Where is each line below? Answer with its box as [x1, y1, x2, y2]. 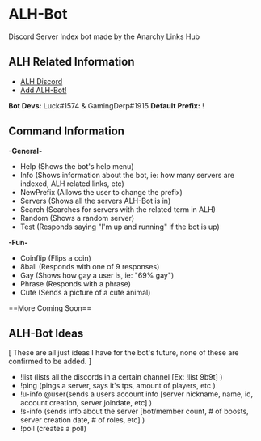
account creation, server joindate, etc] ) [19, 398, 152, 408]
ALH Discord [19, 76, 63, 86]
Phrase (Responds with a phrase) [19, 278, 132, 288]
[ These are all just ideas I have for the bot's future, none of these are [8, 348, 239, 358]
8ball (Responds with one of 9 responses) [19, 261, 160, 271]
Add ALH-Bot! [19, 85, 67, 95]
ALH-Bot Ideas [8, 326, 84, 340]
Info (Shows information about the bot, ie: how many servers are [19, 170, 235, 180]
